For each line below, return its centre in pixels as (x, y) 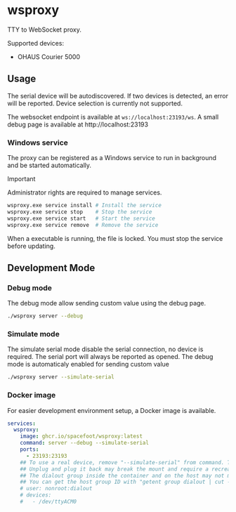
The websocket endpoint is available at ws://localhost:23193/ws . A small (113, 117)
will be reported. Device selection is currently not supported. (95, 103)
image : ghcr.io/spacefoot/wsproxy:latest (81, 436)
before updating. (32, 246)
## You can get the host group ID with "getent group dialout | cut (122, 482)
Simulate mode (33, 334)
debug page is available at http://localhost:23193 (78, 124)
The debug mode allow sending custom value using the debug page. (107, 303)
